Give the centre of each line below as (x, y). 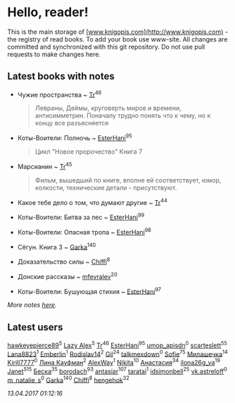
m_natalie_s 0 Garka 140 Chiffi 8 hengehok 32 (69, 379)
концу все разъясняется (72, 123)
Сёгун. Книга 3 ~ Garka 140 (57, 246)
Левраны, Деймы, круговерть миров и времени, (108, 108)
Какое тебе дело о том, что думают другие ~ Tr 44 (92, 201)
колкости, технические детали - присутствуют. (106, 187)
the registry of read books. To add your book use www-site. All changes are (118, 39)
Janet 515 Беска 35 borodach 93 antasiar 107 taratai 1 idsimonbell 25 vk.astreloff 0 (117, 371)
